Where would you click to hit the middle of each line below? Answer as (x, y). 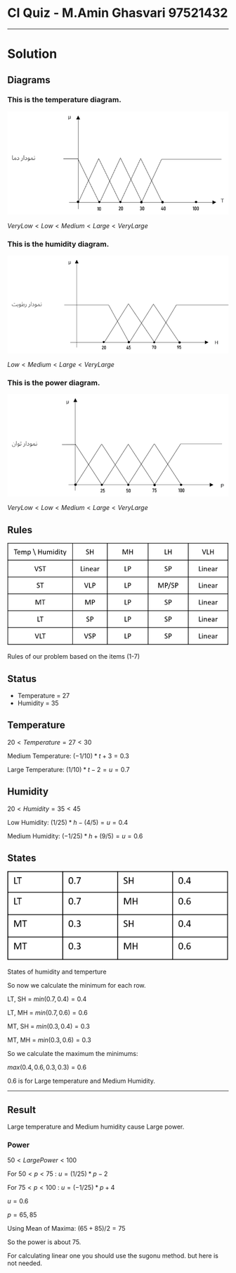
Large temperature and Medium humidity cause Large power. (96, 1126)
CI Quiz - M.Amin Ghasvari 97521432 (118, 13)
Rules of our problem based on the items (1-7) (74, 657)
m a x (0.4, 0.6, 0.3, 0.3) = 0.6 (47, 1067)
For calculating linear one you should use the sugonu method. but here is (113, 1256)
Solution (32, 54)
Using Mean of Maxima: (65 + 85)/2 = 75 (66, 1229)
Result (22, 1110)
